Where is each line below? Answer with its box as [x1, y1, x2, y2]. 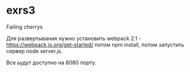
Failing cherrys [6, 23, 43, 30]
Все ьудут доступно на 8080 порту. [6, 59, 97, 66]
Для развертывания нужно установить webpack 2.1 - [6, 35, 142, 42]
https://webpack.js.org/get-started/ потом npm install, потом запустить [6, 41, 185, 48]
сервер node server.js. [6, 47, 63, 54]
